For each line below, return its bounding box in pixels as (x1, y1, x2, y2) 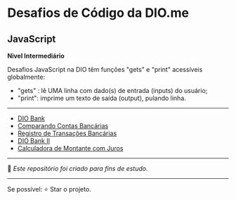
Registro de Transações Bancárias (17, 129, 117, 137)
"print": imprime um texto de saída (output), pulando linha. (17, 94, 186, 102)
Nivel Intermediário (7, 51, 65, 60)
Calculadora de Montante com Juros (17, 144, 124, 152)
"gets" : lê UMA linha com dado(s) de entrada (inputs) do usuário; (17, 87, 208, 94)
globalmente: (7, 73, 46, 81)
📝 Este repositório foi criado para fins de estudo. (7, 164, 149, 173)
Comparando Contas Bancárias (17, 122, 109, 130)
